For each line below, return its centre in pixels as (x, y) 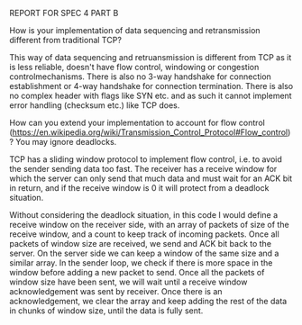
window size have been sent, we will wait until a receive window (128, 282)
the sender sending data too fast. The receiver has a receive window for (143, 169)
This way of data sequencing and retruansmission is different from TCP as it (151, 57)
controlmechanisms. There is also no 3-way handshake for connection (141, 77)
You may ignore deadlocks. (66, 142)
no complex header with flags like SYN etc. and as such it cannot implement (151, 95)
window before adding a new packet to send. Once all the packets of (137, 272)
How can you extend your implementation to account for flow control (137, 122)
